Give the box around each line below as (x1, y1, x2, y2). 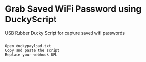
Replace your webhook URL (5, 52, 57, 57)
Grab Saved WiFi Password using (5, 3, 142, 15)
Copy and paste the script (5, 48, 60, 53)
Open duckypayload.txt (5, 43, 51, 48)
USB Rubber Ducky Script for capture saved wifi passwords (5, 30, 125, 36)
